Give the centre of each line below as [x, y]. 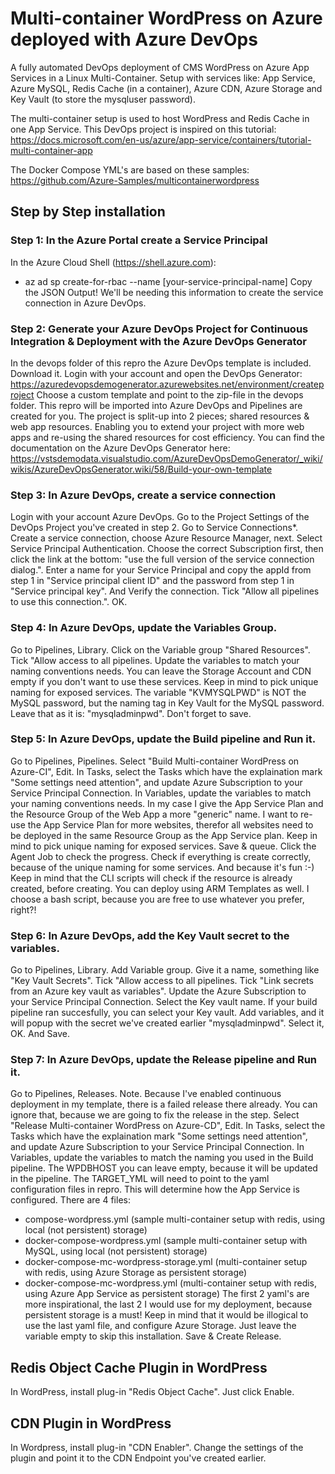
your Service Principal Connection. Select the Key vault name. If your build [164, 1002]
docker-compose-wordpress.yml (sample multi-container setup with [166, 1241]
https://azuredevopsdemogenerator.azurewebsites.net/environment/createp [167, 384]
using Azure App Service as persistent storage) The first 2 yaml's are [167, 1294]
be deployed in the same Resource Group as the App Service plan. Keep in [164, 835]
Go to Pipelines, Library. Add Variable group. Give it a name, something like [165, 970]
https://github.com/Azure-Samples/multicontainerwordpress [135, 180]
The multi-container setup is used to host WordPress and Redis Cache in [160, 118]
